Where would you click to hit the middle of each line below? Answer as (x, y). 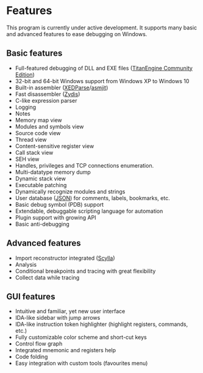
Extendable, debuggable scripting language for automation (89, 211)
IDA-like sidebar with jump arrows (58, 318)
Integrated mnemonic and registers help (66, 350)
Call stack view (34, 152)
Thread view (31, 139)
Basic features (34, 54)
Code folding (31, 357)
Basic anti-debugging (42, 224)
